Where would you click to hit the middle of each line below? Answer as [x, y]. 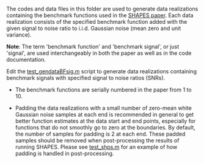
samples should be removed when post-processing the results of [97, 140]
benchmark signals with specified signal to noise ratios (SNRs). [86, 78]
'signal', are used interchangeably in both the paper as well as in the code [99, 53]
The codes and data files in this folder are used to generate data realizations [102, 9]
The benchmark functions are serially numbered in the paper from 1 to [103, 90]
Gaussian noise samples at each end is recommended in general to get [104, 114]
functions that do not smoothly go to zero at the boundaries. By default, [105, 127]
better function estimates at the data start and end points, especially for [105, 121]
